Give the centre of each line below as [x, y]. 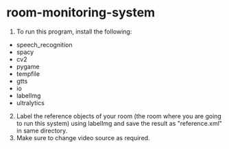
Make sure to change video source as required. [83, 137]
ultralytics [31, 103]
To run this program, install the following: [74, 31]
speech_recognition [44, 44]
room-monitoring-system [81, 13]
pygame [28, 66]
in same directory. [42, 131]
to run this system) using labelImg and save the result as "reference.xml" [119, 123]
